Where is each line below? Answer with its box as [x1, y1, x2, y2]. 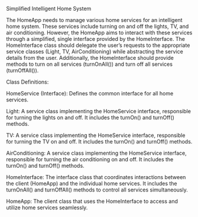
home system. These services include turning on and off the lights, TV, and [6, 23, 189, 30]
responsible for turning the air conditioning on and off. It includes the [6, 156, 174, 162]
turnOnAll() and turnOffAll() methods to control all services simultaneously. [6, 186, 188, 193]
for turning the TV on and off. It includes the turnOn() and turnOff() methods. [6, 138, 193, 145]
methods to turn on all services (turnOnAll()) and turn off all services [6, 60, 173, 68]
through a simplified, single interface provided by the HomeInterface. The [6, 36, 185, 42]
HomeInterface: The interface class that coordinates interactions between [6, 174, 186, 180]
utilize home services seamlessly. [6, 204, 88, 211]
